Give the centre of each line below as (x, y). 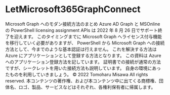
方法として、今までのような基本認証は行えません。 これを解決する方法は (81, 49)
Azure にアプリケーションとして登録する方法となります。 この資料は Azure (83, 55)
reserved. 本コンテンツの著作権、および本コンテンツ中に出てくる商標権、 (82, 81)
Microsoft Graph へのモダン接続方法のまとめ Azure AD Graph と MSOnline (83, 24)
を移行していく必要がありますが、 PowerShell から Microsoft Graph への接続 (85, 43)
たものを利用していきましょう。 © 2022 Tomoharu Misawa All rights (77, 74)
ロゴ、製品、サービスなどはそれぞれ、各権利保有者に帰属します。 (87, 87)
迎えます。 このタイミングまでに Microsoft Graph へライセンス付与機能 (88, 36)
